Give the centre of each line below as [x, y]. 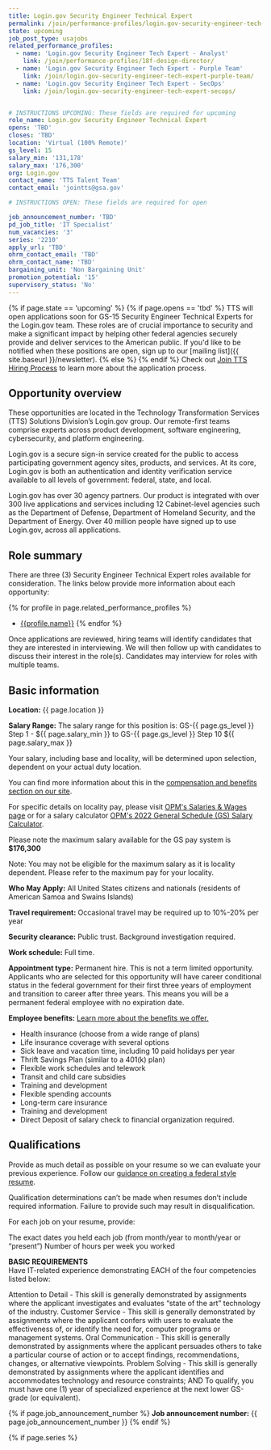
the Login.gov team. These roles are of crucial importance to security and [131, 325]
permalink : [27, 23]
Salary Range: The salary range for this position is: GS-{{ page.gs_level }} [131, 725]
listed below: [29, 1279]
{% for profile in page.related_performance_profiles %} [100, 608]
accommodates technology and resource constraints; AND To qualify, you [131, 1380]
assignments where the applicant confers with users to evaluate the [121, 1320]
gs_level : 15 [30, 150]
